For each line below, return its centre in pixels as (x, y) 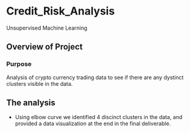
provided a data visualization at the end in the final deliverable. (93, 124)
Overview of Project (45, 47)
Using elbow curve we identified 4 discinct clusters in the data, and (99, 117)
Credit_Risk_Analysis (61, 11)
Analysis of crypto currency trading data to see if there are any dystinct (95, 77)
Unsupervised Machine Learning (47, 28)
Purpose (19, 64)
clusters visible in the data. (40, 83)
